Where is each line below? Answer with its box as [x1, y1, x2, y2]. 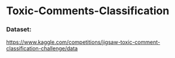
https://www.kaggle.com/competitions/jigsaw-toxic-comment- [6, 38, 160, 46]
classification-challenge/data [6, 45, 78, 52]
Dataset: [6, 25, 32, 34]
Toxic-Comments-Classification [6, 4, 170, 18]
